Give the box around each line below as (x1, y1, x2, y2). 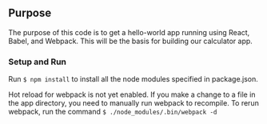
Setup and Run (8, 56, 66, 67)
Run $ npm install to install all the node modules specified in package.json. (8, 74, 258, 84)
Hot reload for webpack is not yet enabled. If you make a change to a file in (8, 90, 256, 99)
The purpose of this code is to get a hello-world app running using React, (8, 27, 250, 37)
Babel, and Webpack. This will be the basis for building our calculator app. (8, 36, 253, 46)
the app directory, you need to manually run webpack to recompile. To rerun (8, 98, 260, 108)
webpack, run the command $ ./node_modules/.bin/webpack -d (8, 107, 217, 117)
